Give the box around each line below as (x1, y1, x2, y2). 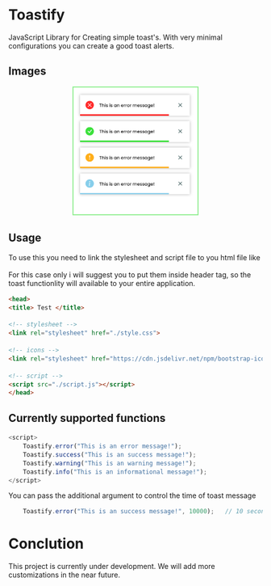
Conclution (8, 535, 85, 553)
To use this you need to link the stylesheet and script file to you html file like (8, 252, 261, 262)
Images (8, 65, 47, 78)
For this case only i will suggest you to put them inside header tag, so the (8, 269, 252, 280)
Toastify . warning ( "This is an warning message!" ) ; (23, 459, 197, 467)
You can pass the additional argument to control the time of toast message (8, 491, 256, 500)
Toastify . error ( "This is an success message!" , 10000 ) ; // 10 (23, 508, 244, 516)
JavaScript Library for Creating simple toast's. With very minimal (8, 32, 223, 42)
